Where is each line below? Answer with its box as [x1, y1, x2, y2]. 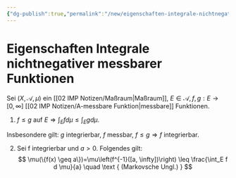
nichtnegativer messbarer [6, 56, 163, 71]
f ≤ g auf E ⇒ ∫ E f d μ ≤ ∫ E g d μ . [16, 115, 100, 125]
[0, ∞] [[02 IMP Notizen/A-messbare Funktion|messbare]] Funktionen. [6, 101, 210, 110]
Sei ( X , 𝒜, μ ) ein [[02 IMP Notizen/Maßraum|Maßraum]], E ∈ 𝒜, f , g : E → [6, 94, 219, 102]
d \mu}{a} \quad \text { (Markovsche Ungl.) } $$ [53, 163, 193, 171]
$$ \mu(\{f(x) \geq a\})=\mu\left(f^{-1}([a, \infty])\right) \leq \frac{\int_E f [18, 155, 228, 164]
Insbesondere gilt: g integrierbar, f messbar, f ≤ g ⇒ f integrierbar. [6, 131, 199, 139]
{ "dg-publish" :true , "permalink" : [6, 10, 105, 18]
